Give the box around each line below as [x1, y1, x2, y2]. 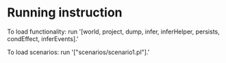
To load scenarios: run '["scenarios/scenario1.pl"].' [7, 48, 150, 56]
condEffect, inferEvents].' [7, 34, 79, 42]
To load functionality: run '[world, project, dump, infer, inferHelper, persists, [7, 27, 221, 36]
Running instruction [7, 5, 123, 21]
